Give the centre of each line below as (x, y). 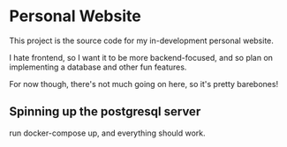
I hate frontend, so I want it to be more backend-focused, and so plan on (141, 57)
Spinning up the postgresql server (105, 112)
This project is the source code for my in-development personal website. (141, 40)
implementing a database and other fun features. (98, 67)
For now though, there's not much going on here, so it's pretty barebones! (144, 84)
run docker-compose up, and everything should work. (107, 133)
